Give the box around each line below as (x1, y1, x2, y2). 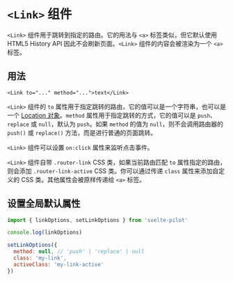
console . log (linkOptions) (7, 229, 82, 236)
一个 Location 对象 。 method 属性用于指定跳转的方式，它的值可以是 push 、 (7, 111, 217, 119)
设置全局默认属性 (7, 198, 81, 209)
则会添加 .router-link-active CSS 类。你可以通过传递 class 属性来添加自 (7, 166, 219, 175)
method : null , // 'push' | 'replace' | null (13, 248, 145, 255)
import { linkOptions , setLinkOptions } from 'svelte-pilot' (7, 216, 188, 223)
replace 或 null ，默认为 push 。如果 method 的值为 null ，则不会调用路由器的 (7, 120, 224, 128)
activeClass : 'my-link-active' (13, 261, 104, 268)
